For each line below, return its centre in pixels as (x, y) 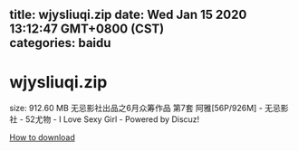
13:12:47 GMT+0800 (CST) (87, 29)
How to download (42, 137)
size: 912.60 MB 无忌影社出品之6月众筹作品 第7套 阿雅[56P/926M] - (136, 109)
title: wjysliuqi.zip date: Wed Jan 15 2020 (128, 15)
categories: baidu (60, 43)
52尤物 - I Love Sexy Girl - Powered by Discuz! (113, 119)
